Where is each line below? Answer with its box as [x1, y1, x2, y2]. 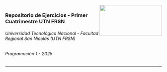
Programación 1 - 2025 [5, 51, 53, 57]
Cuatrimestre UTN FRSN [5, 18, 65, 25]
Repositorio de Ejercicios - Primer [5, 12, 88, 19]
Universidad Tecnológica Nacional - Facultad [5, 30, 98, 36]
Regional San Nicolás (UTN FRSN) [5, 36, 76, 41]
